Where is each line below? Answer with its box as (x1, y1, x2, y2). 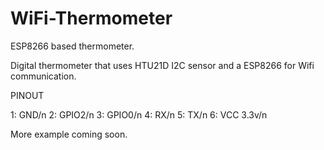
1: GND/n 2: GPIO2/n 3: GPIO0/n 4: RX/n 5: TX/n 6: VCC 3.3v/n (10, 108, 268, 121)
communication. (10, 70, 77, 82)
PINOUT (10, 89, 45, 101)
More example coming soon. (10, 128, 128, 140)
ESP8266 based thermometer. (10, 40, 135, 52)
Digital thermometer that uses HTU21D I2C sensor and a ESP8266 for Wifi (10, 59, 315, 71)
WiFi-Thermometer (10, 7, 173, 30)
